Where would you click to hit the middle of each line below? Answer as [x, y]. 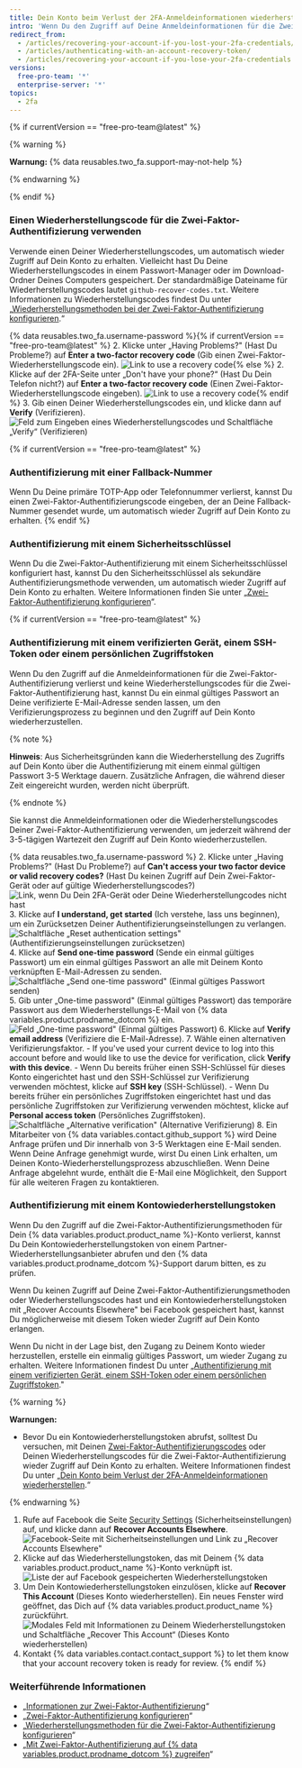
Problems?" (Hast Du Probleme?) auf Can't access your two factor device [147, 866]
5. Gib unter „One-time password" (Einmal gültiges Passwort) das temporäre [151, 1000]
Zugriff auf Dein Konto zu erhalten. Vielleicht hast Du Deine [119, 260]
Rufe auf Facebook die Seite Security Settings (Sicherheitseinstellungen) [157, 1519]
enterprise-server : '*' [62, 85]
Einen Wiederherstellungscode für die [94, 220]
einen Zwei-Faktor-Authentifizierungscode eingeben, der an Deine [132, 501]
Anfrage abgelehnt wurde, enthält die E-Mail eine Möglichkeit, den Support [148, 1172]
